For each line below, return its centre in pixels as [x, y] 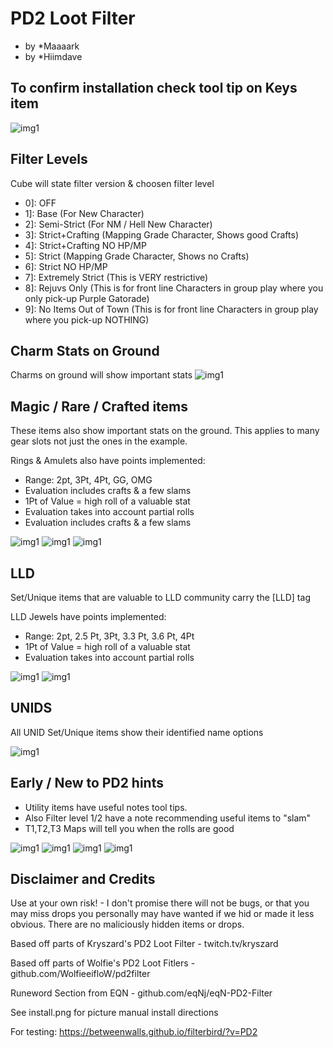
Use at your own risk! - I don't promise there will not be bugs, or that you [160, 903]
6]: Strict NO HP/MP [66, 266]
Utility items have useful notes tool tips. [106, 807]
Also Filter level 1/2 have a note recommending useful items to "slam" [168, 818]
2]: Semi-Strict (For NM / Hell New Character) [118, 224]
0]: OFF [40, 203]
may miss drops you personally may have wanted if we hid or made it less [162, 914]
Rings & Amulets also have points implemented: [108, 461]
